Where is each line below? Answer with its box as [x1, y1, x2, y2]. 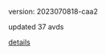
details [8, 37, 31, 47]
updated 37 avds [8, 22, 64, 31]
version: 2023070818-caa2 [8, 7, 98, 16]
